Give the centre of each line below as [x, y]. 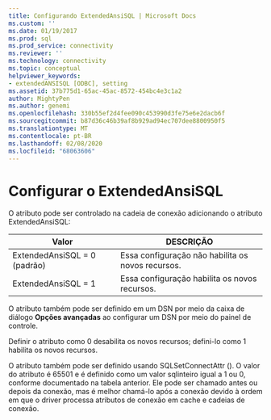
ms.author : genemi [39, 106]
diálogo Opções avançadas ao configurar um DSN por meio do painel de [130, 317]
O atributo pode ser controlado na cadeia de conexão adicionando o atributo [135, 213]
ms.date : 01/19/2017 [43, 31]
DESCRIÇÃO [190, 241]
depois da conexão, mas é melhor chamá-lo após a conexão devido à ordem [135, 392]
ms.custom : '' [32, 23]
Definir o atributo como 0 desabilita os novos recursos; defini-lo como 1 [127, 342]
